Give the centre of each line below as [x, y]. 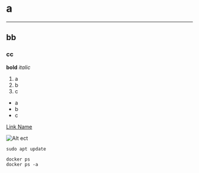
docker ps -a [22, 164]
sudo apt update [26, 149]
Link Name [19, 126]
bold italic [18, 67]
